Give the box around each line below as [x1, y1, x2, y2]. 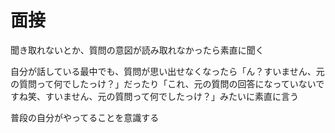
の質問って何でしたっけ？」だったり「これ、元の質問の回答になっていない [10, 77, 317, 90]
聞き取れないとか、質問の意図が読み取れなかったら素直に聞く [10, 44, 265, 56]
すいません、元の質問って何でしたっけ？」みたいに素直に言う [44, 90, 299, 102]
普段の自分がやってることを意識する [10, 111, 160, 123]
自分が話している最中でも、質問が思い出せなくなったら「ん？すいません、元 [10, 65, 325, 77]
